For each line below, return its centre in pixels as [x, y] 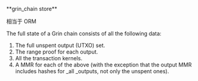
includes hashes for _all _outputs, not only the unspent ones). [92, 71]
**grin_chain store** [32, 9]
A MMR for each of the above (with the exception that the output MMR [103, 65]
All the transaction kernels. [49, 58]
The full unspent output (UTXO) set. [60, 45]
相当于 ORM [21, 21]
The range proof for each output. [57, 52]
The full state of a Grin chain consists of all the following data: [84, 33]
